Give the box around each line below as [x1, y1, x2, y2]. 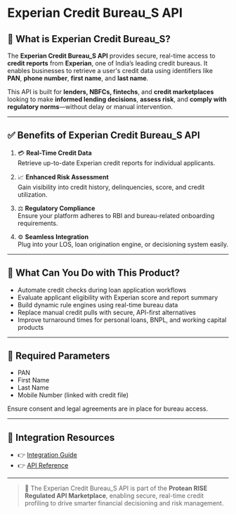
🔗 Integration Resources [7, 431, 115, 444]
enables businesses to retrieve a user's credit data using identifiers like [7, 67, 213, 75]
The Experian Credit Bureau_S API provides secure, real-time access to [7, 51, 216, 60]
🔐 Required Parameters [7, 350, 110, 362]
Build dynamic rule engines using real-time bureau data [17, 300, 178, 309]
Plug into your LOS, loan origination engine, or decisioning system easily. [17, 240, 229, 248]
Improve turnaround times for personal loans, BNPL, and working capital [17, 315, 227, 324]
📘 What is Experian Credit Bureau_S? [7, 33, 171, 45]
